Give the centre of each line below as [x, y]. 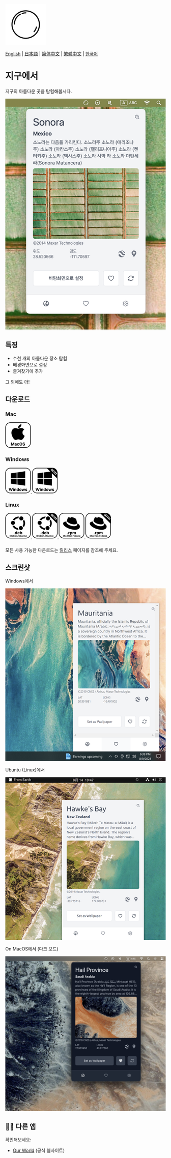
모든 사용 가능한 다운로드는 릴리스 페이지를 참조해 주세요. [62, 550]
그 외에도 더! [18, 382]
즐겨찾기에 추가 [28, 371]
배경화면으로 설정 [30, 364]
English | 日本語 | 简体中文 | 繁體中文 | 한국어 [52, 54]
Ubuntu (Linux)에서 [25, 770]
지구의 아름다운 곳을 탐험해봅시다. [39, 91]
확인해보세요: [18, 1140]
